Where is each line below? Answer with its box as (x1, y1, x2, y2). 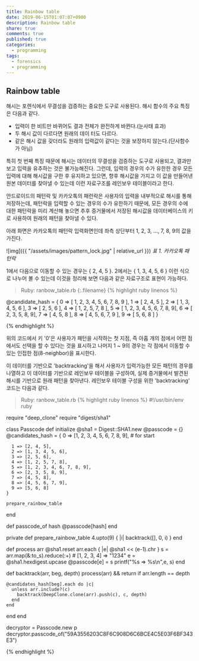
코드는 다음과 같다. (6, 385, 49, 392)
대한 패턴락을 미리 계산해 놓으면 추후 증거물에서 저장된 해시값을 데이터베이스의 (6, 207, 187, 215)
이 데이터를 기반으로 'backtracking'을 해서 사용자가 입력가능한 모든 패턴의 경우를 (6, 362, 194, 369)
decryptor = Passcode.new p (6, 624, 77, 631)
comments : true (6, 31, 44, 37)
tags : (6, 53, 20, 59)
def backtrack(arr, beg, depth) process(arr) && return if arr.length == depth (6, 570, 190, 577)
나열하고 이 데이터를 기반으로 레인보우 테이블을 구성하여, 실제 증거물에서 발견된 (6, 370, 189, 377)
